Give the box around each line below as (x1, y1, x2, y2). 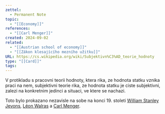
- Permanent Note (10, 12, 46, 17)
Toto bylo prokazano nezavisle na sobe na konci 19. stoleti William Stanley (5, 97, 159, 103)
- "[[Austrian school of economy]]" (10, 45, 87, 50)
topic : (5, 17, 19, 22)
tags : (5, 63, 17, 68)
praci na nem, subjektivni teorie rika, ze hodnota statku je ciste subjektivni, (5, 82, 160, 88)
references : (5, 26, 30, 31)
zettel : (5, 7, 22, 13)
